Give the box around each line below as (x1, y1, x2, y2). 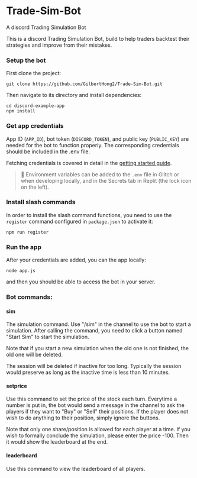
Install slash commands (6, 198, 76, 206)
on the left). (20, 183, 49, 190)
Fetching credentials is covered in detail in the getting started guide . (6, 159, 172, 166)
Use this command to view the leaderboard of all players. (6, 465, 146, 472)
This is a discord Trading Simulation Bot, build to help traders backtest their (6, 35, 190, 42)
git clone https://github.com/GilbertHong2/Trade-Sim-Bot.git (6, 81, 163, 87)
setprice (6, 382, 28, 389)
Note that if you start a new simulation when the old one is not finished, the (6, 345, 189, 352)
